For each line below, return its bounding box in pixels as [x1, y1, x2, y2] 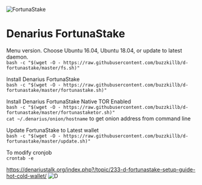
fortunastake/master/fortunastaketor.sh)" [6, 109, 115, 115]
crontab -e [6, 155, 34, 161]
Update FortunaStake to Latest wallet [6, 126, 99, 134]
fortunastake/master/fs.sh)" [6, 65, 80, 71]
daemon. [6, 53, 29, 60]
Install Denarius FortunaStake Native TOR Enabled [6, 97, 132, 105]
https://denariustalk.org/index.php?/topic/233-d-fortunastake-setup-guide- [6, 166, 196, 173]
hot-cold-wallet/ [6, 172, 47, 180]
